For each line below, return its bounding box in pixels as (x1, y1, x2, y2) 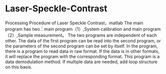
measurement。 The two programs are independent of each (34, 32, 157, 38)
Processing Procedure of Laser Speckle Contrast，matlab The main (5, 20, 144, 26)
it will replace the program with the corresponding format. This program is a (5, 53, 160, 59)
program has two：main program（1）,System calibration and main (5, 26, 142, 32)
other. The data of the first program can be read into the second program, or (5, 37, 161, 43)
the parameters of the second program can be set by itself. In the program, (5, 43, 158, 49)
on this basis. (5, 64, 32, 70)
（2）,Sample (5, 32, 33, 38)
